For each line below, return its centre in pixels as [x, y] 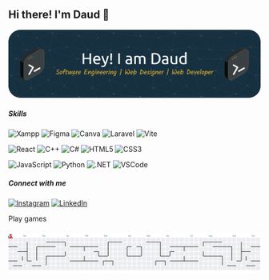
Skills [18, 114]
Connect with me [37, 183]
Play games [28, 219]
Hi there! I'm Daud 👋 [59, 15]
